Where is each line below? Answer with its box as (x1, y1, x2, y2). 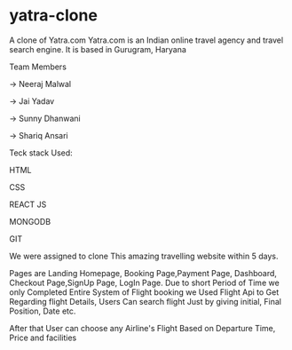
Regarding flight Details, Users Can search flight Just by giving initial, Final (9, 296, 282, 306)
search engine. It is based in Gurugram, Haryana (9, 44, 186, 54)
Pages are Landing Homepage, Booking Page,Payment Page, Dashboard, (9, 267, 278, 278)
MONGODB (9, 216, 51, 227)
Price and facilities (9, 332, 77, 343)
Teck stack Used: (9, 147, 73, 158)
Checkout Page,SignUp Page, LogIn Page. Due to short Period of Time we (9, 277, 280, 288)
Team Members (9, 61, 67, 72)
